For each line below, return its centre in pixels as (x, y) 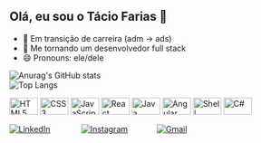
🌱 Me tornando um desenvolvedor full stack (104, 48)
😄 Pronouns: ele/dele (63, 57)
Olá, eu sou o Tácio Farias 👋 (88, 17)
